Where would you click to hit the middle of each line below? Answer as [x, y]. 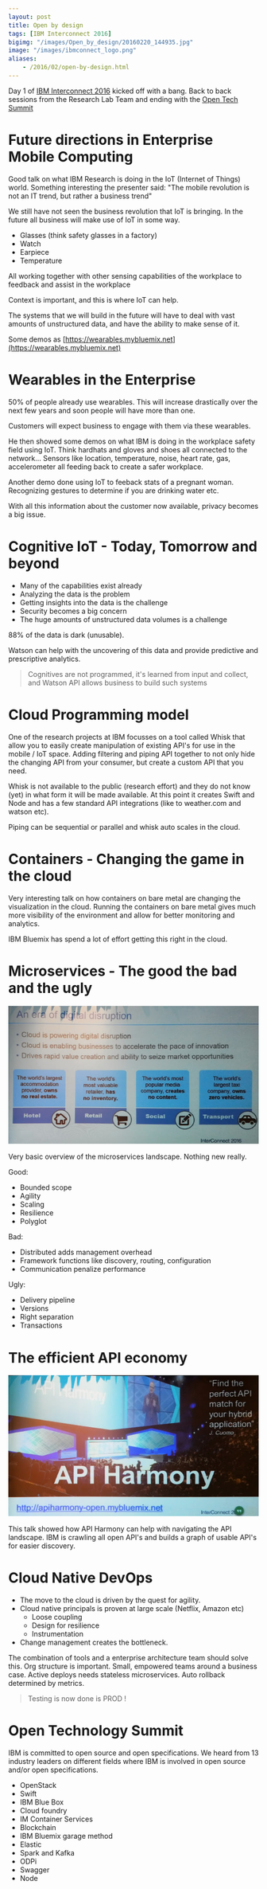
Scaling [32, 1205]
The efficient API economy [98, 1357]
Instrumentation [57, 1634]
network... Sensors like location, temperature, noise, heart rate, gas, [119, 458]
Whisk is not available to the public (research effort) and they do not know [130, 786]
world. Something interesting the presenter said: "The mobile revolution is [129, 187]
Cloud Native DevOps [81, 1578]
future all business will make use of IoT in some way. [94, 220]
